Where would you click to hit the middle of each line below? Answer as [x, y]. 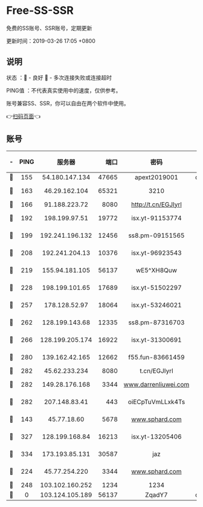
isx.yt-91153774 [156, 218]
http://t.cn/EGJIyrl [156, 204]
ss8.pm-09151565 [156, 235]
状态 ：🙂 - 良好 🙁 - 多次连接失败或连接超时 [59, 77]
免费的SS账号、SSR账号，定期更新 [49, 28]
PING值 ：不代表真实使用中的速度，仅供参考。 [64, 90]
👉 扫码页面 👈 [24, 116]
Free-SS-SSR [40, 11]
